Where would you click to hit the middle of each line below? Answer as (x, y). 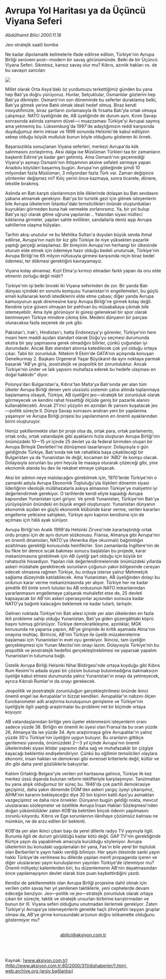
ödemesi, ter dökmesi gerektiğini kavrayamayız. (54, 261)
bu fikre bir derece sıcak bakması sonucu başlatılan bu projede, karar (76, 551)
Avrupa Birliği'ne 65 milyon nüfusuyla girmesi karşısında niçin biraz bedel (80, 255)
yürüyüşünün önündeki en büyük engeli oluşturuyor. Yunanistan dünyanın (80, 504)
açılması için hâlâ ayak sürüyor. (37, 520)
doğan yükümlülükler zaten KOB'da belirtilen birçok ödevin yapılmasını (77, 810)
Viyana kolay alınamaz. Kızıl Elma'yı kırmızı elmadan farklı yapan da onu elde (83, 270)
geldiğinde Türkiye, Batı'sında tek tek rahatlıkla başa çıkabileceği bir (74, 452)
